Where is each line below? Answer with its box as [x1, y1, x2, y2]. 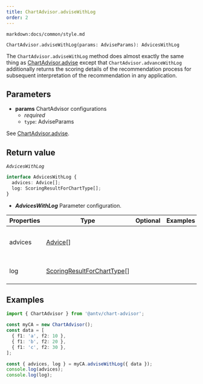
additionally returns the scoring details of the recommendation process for [6, 65, 192, 73]
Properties [9, 216, 40, 225]
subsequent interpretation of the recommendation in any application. [6, 71, 178, 79]
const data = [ [6, 328, 45, 334]
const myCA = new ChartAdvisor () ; [6, 322, 94, 328]
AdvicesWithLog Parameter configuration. [14, 202, 122, 209]
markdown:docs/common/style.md [6, 31, 85, 37]
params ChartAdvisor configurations [14, 105, 107, 113]
